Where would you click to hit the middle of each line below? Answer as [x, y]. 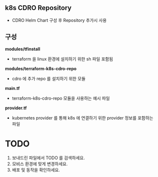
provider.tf [16, 108]
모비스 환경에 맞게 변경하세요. [40, 163]
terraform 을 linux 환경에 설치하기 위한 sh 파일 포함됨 [63, 59]
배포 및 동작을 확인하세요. [36, 170]
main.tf [13, 88]
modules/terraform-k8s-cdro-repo [41, 68]
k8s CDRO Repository [38, 8]
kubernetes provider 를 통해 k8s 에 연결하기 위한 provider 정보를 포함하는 [83, 118]
